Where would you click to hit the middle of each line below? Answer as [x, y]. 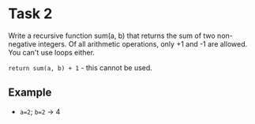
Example [30, 93]
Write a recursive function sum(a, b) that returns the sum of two [112, 36]
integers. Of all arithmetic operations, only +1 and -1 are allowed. [142, 43]
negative [22, 43]
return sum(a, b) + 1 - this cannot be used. [80, 67]
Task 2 [30, 14]
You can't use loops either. [51, 52]
